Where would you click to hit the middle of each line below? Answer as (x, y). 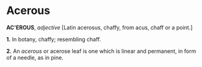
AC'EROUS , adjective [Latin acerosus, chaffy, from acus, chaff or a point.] (99, 27)
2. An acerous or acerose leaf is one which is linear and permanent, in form (101, 51)
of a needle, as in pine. (35, 57)
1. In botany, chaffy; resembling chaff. (54, 39)
